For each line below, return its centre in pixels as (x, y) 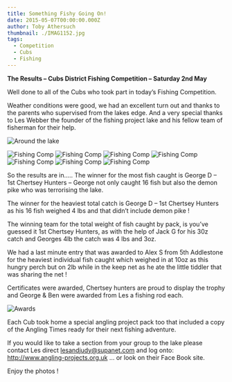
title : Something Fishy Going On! (57, 14)
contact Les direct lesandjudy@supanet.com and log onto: (91, 350)
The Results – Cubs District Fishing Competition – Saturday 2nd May (107, 78)
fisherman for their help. (42, 127)
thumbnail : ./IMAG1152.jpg (46, 33)
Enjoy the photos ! (33, 371)
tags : (15, 40)
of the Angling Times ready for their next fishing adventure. (92, 329)
